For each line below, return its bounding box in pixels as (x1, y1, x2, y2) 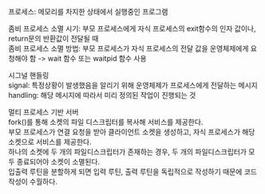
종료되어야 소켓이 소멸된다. (16, 157, 101, 166)
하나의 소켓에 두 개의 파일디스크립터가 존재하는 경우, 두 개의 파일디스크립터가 (8, 147, 247, 157)
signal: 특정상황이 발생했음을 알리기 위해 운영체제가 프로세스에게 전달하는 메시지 (8, 80, 258, 90)
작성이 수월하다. (8, 177, 58, 186)
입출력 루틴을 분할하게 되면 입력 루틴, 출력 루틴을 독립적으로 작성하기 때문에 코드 (8, 167, 258, 177)
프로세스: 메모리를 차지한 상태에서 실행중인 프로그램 (8, 7, 168, 16)
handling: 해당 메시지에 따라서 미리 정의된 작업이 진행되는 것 (8, 91, 196, 99)
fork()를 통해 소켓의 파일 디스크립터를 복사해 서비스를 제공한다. (8, 118, 204, 126)
